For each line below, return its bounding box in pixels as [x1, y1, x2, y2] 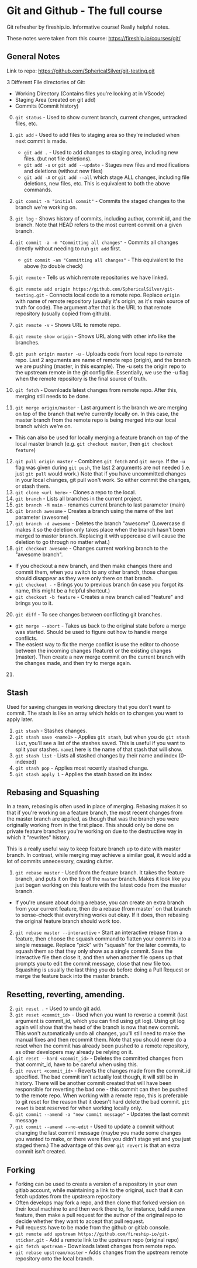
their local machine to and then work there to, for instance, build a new [15, 1205, 186, 1212]
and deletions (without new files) [23, 167, 103, 174]
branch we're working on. [15, 204, 78, 211]
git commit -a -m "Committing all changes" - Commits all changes [15, 239, 179, 246]
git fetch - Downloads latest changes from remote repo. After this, [15, 386, 178, 393]
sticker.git [15, 1238, 44, 1243]
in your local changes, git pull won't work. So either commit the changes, [15, 476, 191, 483]
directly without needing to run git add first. [15, 244, 122, 252]
